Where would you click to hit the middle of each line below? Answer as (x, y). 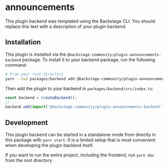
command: (16, 65)
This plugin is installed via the (36, 54)
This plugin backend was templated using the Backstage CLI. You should (80, 21)
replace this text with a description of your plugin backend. (66, 26)
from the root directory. (29, 160)
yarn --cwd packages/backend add (40, 79)
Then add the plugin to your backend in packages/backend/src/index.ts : (79, 88)
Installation (23, 42)
